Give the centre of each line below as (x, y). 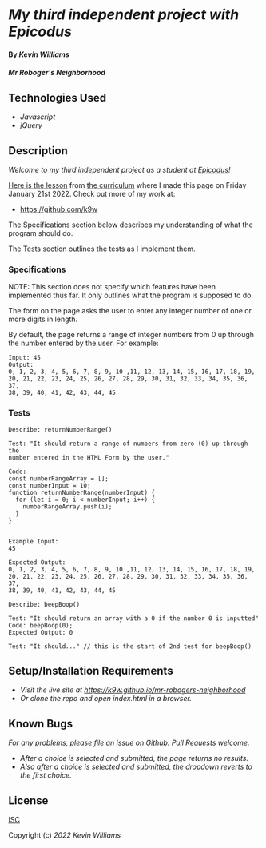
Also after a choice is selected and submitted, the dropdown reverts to (136, 767)
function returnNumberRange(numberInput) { (82, 492)
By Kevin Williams (39, 54)
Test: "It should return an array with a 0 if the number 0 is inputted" (134, 618)
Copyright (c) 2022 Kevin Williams (65, 835)
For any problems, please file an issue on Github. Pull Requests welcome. (129, 743)
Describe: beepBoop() (44, 604)
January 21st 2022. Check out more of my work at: (92, 194)
